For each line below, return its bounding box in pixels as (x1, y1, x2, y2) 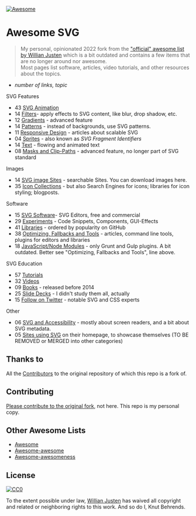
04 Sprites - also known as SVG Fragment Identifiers (14, 135, 142, 142)
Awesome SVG (6, 26, 80, 39)
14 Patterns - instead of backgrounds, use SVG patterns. (14, 123, 151, 130)
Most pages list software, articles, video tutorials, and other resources (20, 64, 190, 71)
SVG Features (6, 92, 39, 99)
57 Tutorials (14, 271, 43, 278)
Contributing (6, 387, 54, 397)
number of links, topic (14, 81, 67, 88)
